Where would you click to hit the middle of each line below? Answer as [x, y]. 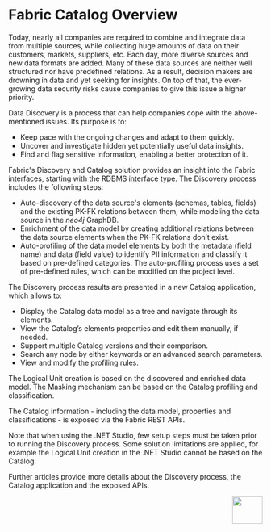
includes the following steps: [56, 186]
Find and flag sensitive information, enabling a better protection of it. [134, 154]
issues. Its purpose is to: [86, 121]
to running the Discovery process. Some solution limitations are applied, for [133, 444]
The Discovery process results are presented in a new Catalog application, [132, 287]
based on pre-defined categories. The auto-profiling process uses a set [140, 262]
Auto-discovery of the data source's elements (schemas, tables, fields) [138, 203]
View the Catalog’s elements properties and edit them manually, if [129, 328]
